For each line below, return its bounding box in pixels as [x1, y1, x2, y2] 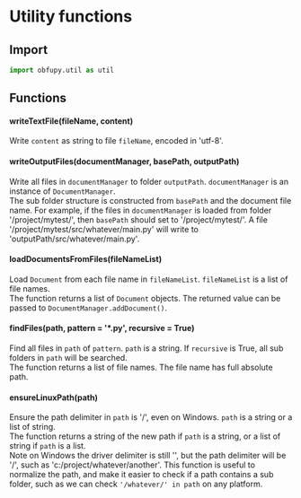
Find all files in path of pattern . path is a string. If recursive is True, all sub [9, 343, 284, 354]
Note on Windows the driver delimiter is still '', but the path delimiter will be [9, 450, 287, 461]
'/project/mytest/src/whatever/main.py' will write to [9, 223, 199, 234]
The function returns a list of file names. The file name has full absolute [9, 362, 273, 373]
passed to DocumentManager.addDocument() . [9, 302, 168, 313]
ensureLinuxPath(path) [9, 392, 99, 403]
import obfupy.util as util [9, 66, 115, 74]
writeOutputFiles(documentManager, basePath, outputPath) [9, 156, 240, 167]
